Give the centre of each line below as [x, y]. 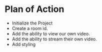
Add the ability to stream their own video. [54, 39]
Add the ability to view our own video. [51, 33]
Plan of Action [34, 9]
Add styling [24, 44]
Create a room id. [30, 28]
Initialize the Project [32, 23]
